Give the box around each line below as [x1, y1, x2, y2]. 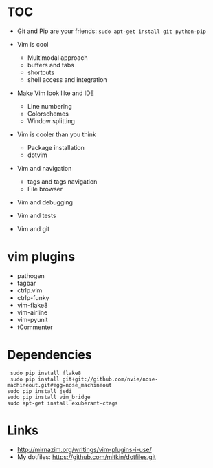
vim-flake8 [16, 301, 48, 309]
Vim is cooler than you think [16, 130, 96, 138]
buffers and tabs [27, 61, 74, 69]
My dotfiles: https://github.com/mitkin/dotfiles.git [16, 452, 156, 461]
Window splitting [27, 116, 76, 125]
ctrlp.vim [16, 286, 43, 295]
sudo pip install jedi [7, 387, 72, 394]
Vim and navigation [16, 164, 72, 172]
